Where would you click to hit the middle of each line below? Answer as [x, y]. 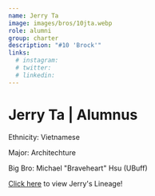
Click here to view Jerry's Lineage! [66, 183]
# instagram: [37, 61]
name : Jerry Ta [34, 16]
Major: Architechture [42, 152]
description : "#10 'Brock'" [55, 46]
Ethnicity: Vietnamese [44, 137]
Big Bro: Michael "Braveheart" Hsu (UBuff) [78, 168]
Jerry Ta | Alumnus [73, 115]
